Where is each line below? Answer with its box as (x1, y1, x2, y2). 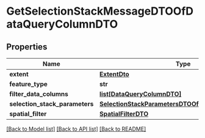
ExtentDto (99, 70, 129, 78)
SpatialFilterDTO (99, 110, 149, 118)
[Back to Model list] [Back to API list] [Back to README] (6, 125, 146, 133)
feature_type (9, 80, 48, 88)
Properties (6, 42, 48, 52)
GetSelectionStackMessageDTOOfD (6, 4, 194, 18)
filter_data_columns (9, 90, 69, 98)
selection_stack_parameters (9, 100, 94, 108)
